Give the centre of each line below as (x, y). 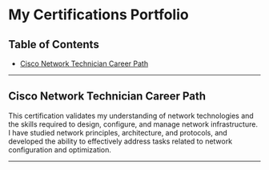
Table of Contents (54, 45)
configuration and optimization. (60, 149)
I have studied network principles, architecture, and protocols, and (118, 132)
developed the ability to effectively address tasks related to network (120, 141)
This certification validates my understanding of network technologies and (131, 115)
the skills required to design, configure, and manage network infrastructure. (133, 124)
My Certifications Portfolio (99, 15)
